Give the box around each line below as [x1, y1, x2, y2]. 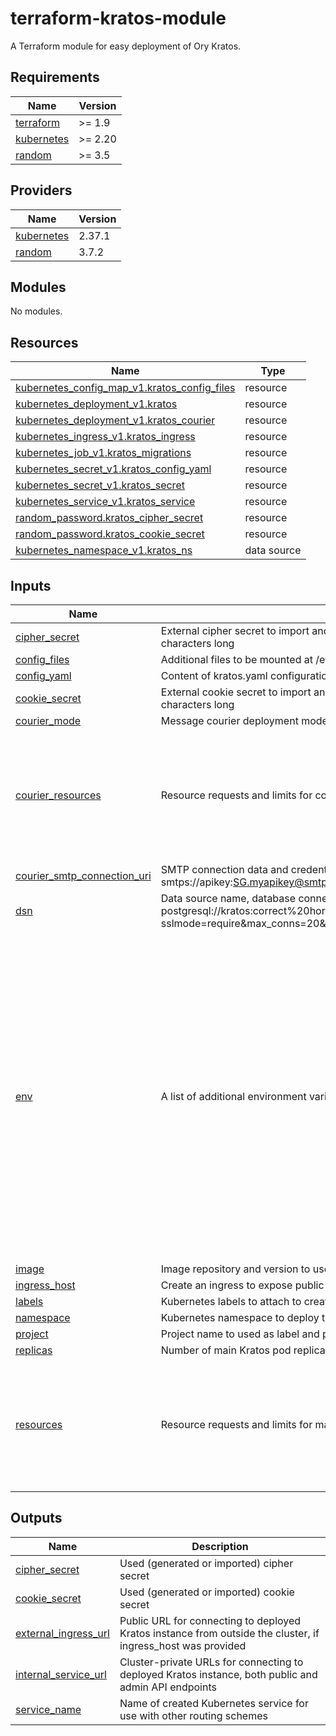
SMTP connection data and [160, 863, 289, 876]
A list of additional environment [160, 1089, 307, 1103]
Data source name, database [160, 892, 297, 905]
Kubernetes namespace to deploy [160, 1311, 320, 1324]
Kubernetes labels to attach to [160, 1295, 302, 1308]
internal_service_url [15, 1667, 107, 1681]
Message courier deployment [160, 714, 299, 727]
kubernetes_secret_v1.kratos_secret [15, 478, 185, 492]
